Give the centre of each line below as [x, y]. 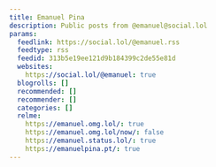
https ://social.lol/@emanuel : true [91, 75]
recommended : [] [47, 91]
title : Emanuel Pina [47, 17]
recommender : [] [47, 99]
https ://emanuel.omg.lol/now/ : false [95, 133]
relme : [29, 116]
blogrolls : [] [43, 83]
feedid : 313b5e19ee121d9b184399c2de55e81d [96, 58]
